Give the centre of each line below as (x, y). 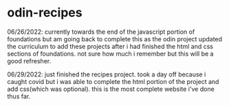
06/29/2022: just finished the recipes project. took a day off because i (107, 74)
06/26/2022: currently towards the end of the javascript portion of (101, 32)
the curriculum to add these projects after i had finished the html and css (110, 46)
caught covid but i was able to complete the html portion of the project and (113, 81)
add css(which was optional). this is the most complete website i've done (111, 89)
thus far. (19, 96)
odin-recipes (45, 13)
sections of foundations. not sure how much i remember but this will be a (110, 54)
